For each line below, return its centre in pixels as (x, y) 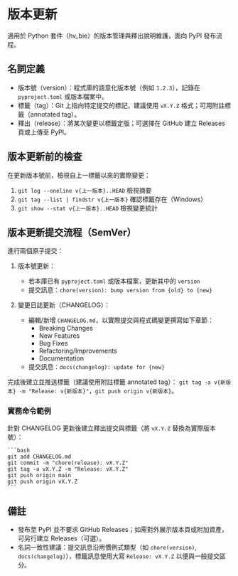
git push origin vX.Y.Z (43, 481)
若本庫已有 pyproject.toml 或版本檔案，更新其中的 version (114, 281)
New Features (59, 336)
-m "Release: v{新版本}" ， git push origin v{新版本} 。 (98, 391)
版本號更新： (36, 266)
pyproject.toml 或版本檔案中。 (63, 96)
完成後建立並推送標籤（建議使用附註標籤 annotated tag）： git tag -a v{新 (117, 382)
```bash (19, 450)
